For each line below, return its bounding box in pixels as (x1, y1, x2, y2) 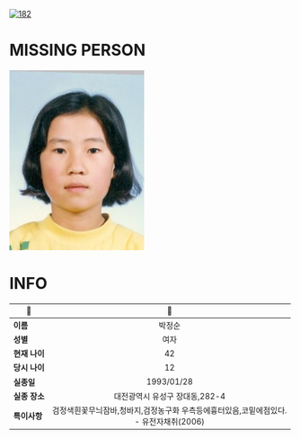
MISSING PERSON (9, 40, 146, 60)
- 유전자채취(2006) (134, 417, 205, 427)
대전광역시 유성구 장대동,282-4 (113, 390, 226, 401)
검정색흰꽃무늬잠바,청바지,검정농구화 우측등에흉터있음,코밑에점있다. (52, 405, 287, 416)
